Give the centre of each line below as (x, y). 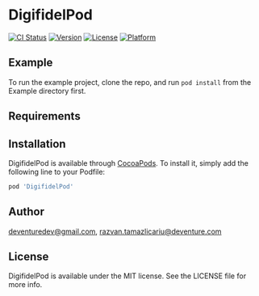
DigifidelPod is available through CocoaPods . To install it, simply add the (128, 163)
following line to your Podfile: (57, 171)
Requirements (44, 116)
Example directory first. (47, 91)
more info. (25, 285)
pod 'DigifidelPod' (41, 186)
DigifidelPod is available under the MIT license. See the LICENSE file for (127, 276)
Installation (37, 144)
